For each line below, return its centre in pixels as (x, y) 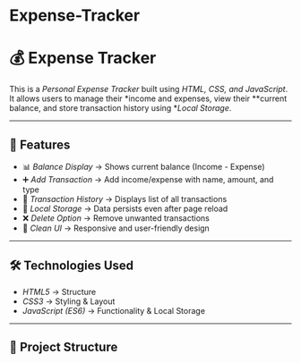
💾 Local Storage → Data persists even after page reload (125, 208)
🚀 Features (40, 144)
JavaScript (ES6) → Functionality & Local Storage (114, 310)
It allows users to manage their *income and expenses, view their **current (148, 98)
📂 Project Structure (64, 347)
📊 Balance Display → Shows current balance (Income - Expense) (144, 166)
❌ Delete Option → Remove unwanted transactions (116, 218)
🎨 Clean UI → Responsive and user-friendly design (116, 228)
